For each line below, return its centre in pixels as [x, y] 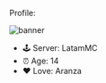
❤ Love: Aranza [52, 71]
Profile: [22, 13]
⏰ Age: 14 [40, 61]
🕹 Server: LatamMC [60, 48]
